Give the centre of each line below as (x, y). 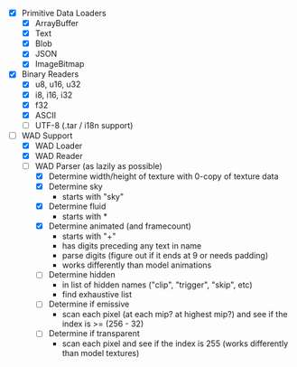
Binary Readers (50, 74)
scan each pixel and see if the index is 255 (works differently (175, 343)
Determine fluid (77, 206)
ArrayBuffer (56, 24)
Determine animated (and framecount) (120, 226)
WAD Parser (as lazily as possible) (99, 165)
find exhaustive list (97, 295)
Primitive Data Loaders (64, 13)
